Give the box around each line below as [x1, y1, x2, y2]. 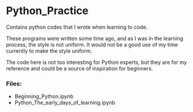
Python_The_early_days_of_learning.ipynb [14, 99, 116, 106]
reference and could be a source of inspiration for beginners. [6, 65, 153, 72]
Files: [6, 79, 22, 87]
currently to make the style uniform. [6, 47, 92, 54]
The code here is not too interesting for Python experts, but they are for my [6, 59, 187, 66]
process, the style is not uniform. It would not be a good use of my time [6, 41, 178, 48]
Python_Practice [6, 4, 89, 18]
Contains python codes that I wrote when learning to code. [6, 23, 148, 30]
